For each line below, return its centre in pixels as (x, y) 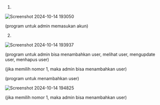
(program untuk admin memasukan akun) (47, 26)
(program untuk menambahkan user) (42, 78)
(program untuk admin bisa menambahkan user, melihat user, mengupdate (80, 54)
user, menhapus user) (27, 60)
